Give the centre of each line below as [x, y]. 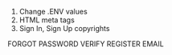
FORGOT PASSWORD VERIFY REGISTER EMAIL [86, 44]
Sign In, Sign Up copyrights [64, 28]
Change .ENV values [53, 12]
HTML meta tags [47, 20]
